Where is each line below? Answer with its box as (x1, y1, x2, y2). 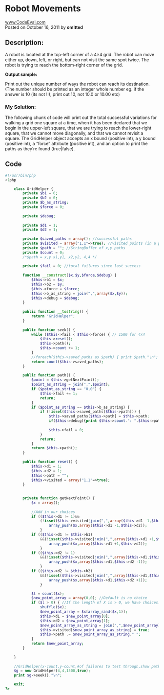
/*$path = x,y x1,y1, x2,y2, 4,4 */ (22, 255, 97, 259)
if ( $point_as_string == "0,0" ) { (31, 387, 102, 392)
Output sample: (5, 71, 38, 77)
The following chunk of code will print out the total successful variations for (5, 115, 157, 120)
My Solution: (5, 103, 36, 110)
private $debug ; (22, 213, 56, 218)
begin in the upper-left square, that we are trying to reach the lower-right (5, 125, 152, 131)
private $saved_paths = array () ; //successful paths (22, 236, 132, 241)
